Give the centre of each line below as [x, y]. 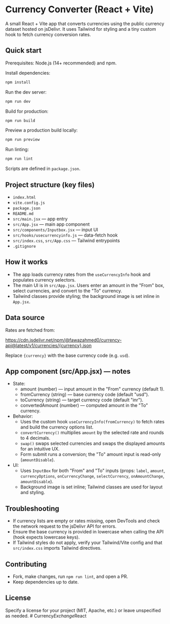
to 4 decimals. [35, 438]
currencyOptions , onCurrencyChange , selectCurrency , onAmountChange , [92, 476]
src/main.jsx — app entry [40, 219]
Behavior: [23, 416]
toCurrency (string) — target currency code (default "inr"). [82, 400]
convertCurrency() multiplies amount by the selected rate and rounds [92, 433]
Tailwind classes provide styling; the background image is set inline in [86, 296]
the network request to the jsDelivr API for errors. [64, 526]
